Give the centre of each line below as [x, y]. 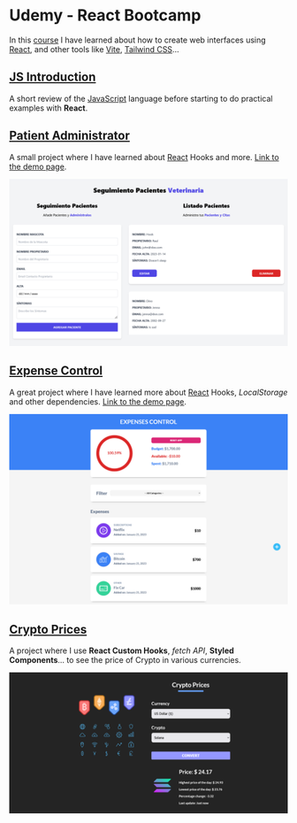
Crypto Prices [48, 629]
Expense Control [56, 371]
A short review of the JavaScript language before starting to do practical [141, 98]
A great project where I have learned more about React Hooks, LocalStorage [148, 392]
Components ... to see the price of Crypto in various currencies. [125, 659]
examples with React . [49, 108]
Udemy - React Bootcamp [105, 15]
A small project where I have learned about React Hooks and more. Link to [145, 157]
